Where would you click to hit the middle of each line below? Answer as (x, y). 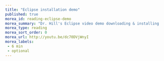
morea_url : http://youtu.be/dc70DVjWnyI (47, 37)
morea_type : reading (26, 28)
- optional (18, 51)
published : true (22, 14)
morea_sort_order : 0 (26, 32)
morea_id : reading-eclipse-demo (38, 19)
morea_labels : (20, 42)
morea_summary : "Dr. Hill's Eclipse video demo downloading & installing (82, 23)
